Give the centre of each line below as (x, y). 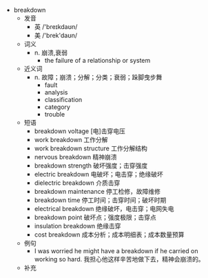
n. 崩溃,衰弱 (51, 52)
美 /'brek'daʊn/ (56, 35)
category (58, 107)
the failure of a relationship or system (97, 60)
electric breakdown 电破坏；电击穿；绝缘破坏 (98, 174)
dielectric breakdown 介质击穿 (77, 183)
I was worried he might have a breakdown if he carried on (116, 251)
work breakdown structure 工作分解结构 (91, 148)
